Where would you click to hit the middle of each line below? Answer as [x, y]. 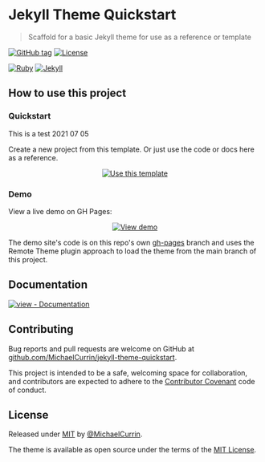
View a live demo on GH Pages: [60, 211]
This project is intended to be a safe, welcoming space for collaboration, [128, 373]
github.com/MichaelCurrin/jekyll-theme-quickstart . [93, 357]
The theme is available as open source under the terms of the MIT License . [132, 450]
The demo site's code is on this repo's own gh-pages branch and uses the [131, 242]
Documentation [48, 285]
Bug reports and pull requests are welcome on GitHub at [102, 349]
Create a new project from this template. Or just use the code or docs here [131, 149]
